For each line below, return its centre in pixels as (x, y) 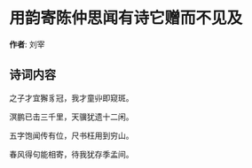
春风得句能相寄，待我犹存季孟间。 (71, 154)
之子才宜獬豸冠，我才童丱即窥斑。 (71, 97)
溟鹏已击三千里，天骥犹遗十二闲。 (71, 117)
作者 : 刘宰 (27, 44)
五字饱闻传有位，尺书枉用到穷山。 (71, 135)
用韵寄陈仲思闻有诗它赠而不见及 (126, 18)
